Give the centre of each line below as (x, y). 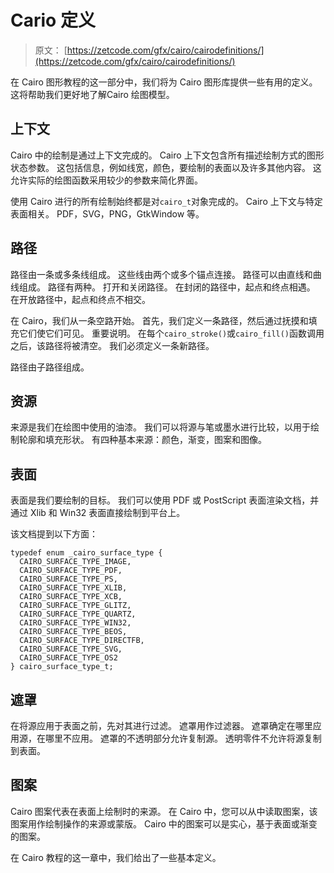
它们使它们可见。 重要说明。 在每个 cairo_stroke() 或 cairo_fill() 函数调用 (171, 333)
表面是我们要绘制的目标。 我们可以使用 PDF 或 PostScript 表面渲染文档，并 (165, 500)
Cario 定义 (53, 20)
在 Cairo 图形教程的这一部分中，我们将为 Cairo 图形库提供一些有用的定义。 (164, 82)
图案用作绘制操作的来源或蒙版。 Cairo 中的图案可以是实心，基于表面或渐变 (164, 823)
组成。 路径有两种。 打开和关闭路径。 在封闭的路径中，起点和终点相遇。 (167, 287)
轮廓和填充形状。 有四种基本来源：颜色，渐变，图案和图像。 (142, 440)
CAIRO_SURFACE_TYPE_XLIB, (73, 588)
